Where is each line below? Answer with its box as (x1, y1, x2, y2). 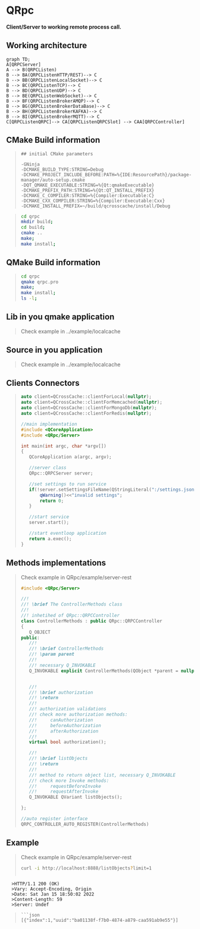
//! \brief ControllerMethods (29, 646, 104, 652)
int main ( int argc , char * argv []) (20, 443, 107, 449)
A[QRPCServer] (6, 61, 42, 67)
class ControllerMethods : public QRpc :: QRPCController (20, 618, 162, 624)
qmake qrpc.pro (20, 279, 59, 285)
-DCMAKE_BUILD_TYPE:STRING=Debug (20, 166, 104, 173)
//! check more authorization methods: (29, 712, 128, 718)
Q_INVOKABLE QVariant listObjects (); (29, 794, 123, 800)
